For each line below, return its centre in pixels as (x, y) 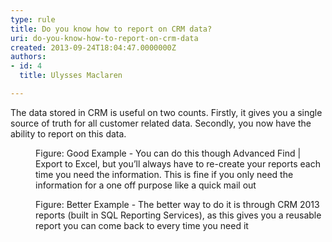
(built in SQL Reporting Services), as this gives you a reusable (194, 215)
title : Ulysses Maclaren (71, 76)
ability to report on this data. (68, 133)
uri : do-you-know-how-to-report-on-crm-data (104, 38)
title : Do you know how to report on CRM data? (111, 29)
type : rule (33, 19)
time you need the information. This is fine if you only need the (164, 174)
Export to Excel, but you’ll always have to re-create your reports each (178, 163)
